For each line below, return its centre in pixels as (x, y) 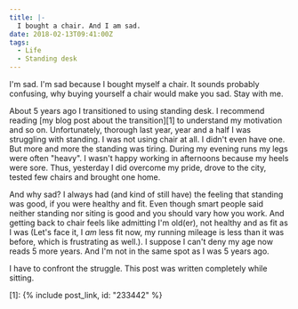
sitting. (22, 278)
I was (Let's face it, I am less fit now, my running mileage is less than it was (147, 232)
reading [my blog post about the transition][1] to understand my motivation (146, 120)
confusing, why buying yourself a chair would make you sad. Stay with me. (146, 94)
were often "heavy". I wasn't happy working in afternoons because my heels (149, 158)
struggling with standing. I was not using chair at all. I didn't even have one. (147, 139)
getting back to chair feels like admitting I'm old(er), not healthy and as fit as (149, 223)
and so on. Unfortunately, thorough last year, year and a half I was (130, 130)
